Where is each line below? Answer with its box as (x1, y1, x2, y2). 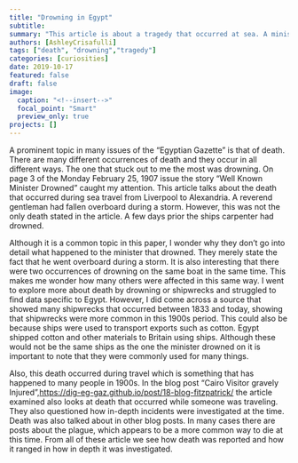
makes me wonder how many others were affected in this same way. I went (9, 275, 285, 285)
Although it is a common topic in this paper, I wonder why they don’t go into (9, 237, 286, 248)
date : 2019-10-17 (9, 63, 74, 72)
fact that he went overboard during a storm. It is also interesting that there (9, 257, 279, 267)
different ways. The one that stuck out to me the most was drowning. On (9, 164, 274, 174)
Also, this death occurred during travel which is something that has (9, 368, 255, 379)
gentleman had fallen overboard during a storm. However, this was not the (9, 202, 281, 212)
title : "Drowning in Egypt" (9, 12, 114, 22)
